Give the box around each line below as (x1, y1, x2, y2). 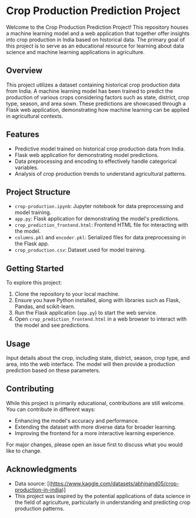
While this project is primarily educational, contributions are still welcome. (6, 399, 185, 406)
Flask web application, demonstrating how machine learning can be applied (6, 106, 190, 113)
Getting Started (6, 263, 64, 273)
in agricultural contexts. (6, 112, 64, 119)
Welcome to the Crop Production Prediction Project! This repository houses (6, 24, 189, 31)
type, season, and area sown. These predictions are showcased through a (6, 100, 186, 107)
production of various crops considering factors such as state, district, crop (6, 93, 190, 101)
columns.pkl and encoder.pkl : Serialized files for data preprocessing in (14, 234, 186, 241)
